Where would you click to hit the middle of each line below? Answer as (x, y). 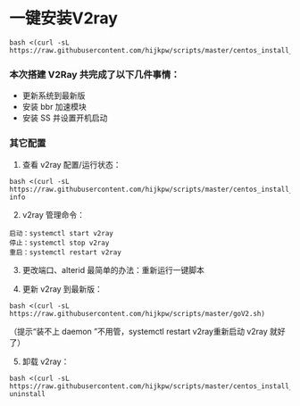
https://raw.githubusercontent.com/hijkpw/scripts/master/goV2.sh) (137, 313)
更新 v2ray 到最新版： (62, 289)
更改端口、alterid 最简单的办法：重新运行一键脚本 (113, 269)
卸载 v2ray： (46, 361)
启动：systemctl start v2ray (62, 233)
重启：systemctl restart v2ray (66, 252)
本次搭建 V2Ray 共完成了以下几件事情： (95, 74)
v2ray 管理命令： (53, 214)
